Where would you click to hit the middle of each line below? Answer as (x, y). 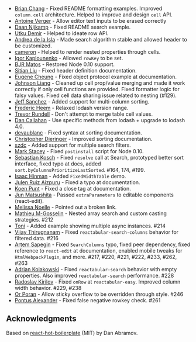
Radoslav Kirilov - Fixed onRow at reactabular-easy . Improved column (97, 282)
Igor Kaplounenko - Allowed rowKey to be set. (69, 58)
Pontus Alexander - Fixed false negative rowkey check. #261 (87, 300)
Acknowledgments (42, 319)
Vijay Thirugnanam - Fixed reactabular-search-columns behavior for (97, 232)
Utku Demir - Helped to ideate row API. (61, 33)
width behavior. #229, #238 (48, 288)
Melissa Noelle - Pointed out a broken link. (66, 207)
